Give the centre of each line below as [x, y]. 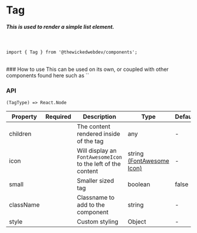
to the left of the [99, 164]
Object [137, 222]
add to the [91, 205]
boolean [139, 184]
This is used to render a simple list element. [60, 26]
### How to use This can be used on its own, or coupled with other [87, 69]
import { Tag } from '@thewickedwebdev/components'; [72, 52]
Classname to [96, 198]
